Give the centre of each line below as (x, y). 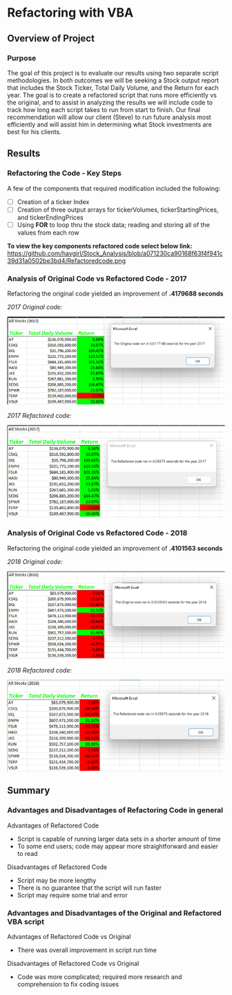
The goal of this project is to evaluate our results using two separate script (113, 73)
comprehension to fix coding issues (68, 984)
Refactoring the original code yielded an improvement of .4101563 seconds (115, 548)
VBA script (26, 922)
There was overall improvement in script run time (87, 950)
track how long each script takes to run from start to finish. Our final (104, 109)
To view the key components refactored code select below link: (100, 246)
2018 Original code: (35, 561)
